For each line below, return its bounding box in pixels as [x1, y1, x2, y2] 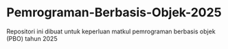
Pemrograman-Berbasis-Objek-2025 [6, 5, 222, 20]
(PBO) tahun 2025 [6, 34, 58, 42]
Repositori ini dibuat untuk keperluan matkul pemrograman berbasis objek [6, 27, 216, 35]
